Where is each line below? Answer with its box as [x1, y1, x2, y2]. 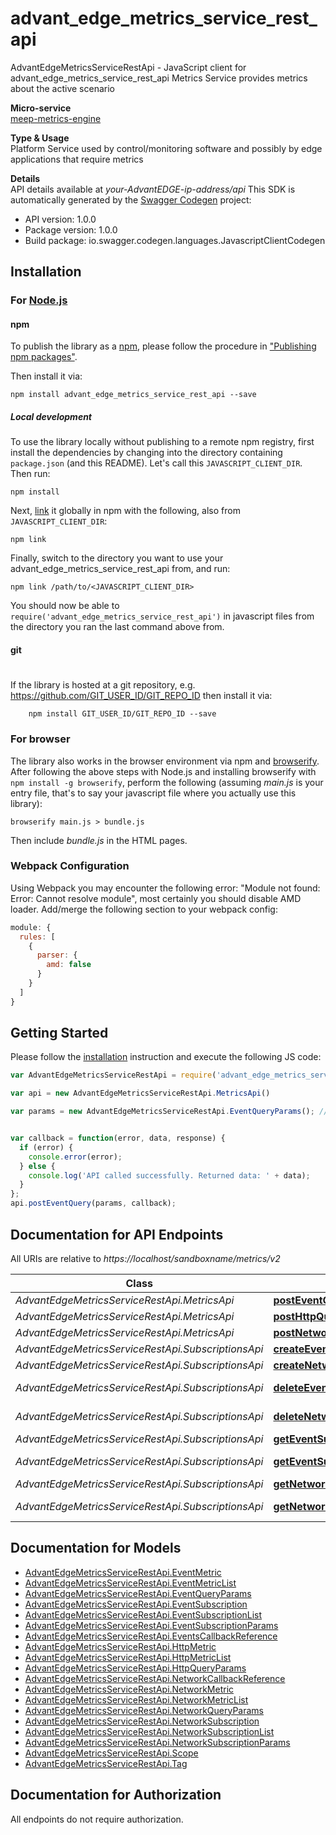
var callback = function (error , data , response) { [10, 1133, 226, 1144]
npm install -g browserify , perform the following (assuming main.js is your [10, 776, 324, 788]
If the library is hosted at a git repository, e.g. [10, 679, 196, 691]
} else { [19, 1161, 56, 1171]
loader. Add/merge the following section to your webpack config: [10, 903, 278, 915]
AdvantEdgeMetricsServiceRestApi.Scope [24, 1747, 199, 1759]
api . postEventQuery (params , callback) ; [10, 1198, 177, 1209]
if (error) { [19, 1142, 74, 1152]
